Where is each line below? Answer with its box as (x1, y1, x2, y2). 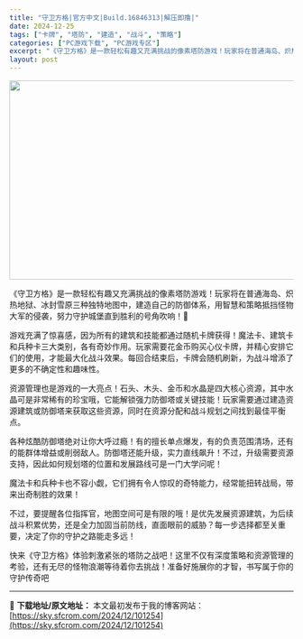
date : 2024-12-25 (9, 22, 75, 31)
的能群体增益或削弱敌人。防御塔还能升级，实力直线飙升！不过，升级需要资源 (9, 448, 294, 458)
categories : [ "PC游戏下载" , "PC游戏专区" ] (9, 38, 161, 48)
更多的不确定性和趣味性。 (9, 364, 105, 375)
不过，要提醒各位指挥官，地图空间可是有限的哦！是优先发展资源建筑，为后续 (9, 508, 294, 519)
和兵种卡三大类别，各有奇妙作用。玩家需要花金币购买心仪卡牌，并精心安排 (9, 341, 286, 352)
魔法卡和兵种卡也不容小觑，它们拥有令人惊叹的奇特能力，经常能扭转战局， (9, 477, 286, 488)
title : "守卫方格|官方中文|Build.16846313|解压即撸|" (9, 13, 200, 23)
